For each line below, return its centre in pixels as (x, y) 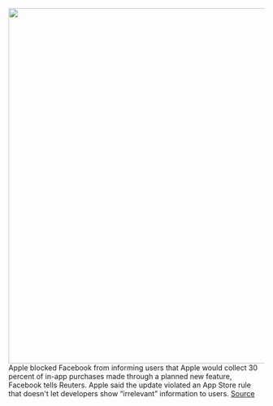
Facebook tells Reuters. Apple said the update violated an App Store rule (130, 385)
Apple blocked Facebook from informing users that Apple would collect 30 (133, 368)
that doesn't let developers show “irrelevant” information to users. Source (132, 393)
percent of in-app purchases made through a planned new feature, (120, 376)
